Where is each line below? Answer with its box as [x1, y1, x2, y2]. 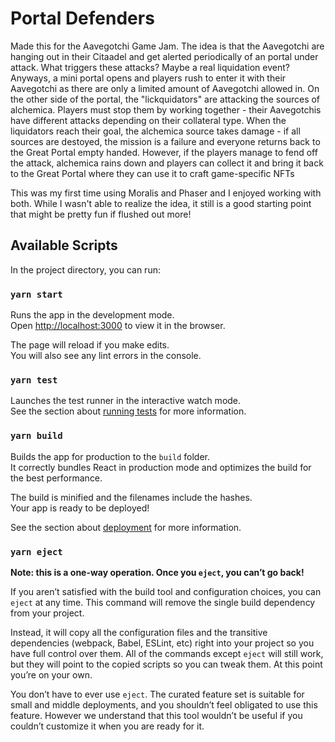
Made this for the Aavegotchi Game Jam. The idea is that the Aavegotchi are [10, 40, 325, 52]
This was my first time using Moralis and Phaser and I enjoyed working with [10, 187, 322, 199]
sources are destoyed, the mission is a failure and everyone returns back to [10, 135, 321, 147]
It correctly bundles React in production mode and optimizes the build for [10, 461, 312, 473]
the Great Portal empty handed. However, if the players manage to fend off [10, 146, 318, 158]
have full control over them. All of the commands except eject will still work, [10, 647, 324, 659]
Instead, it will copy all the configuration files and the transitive [10, 626, 268, 638]
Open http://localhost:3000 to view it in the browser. [10, 320, 226, 332]
